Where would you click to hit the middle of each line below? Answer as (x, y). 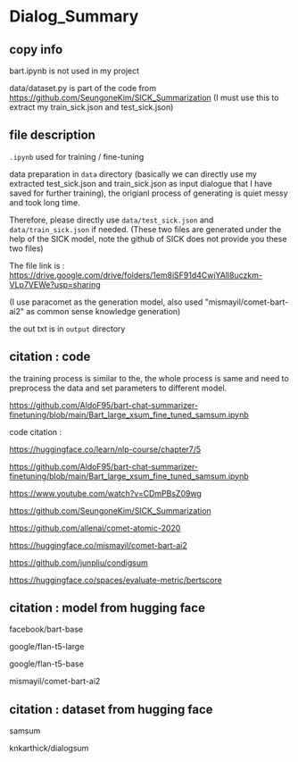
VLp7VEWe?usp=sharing (55, 284)
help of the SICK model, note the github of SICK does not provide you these (148, 239)
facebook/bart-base (46, 629)
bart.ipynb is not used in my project (74, 71)
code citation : (36, 431)
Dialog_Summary (74, 17)
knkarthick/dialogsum (49, 749)
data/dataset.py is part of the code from (83, 88)
